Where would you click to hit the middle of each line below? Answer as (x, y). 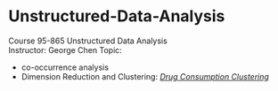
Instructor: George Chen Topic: (65, 49)
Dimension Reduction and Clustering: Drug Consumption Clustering (145, 76)
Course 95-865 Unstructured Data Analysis (88, 41)
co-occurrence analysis (65, 67)
